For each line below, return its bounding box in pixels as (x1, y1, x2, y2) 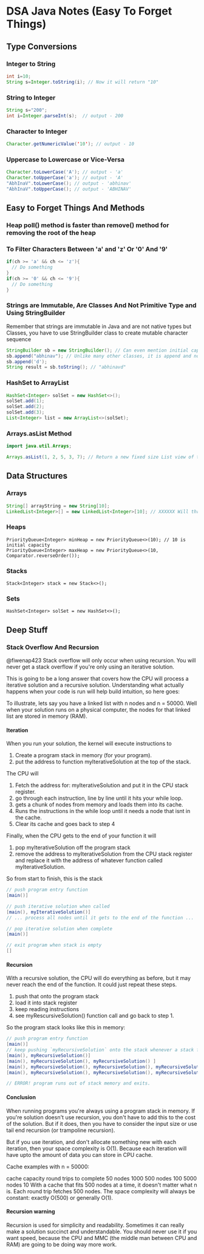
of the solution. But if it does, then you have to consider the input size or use (6, 1120, 197, 1127)
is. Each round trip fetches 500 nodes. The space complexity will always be (6, 1187, 195, 1194)
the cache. (15, 814, 42, 821)
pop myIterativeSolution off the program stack (15, 844, 131, 851)
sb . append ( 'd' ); (6, 358, 47, 365)
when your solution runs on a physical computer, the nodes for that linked (6, 706, 191, 714)
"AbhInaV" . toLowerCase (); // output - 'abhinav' (6, 180, 132, 186)
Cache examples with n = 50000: (6, 1163, 90, 1170)
